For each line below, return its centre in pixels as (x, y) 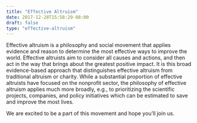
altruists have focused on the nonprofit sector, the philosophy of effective (96, 83)
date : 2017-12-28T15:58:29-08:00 (48, 17)
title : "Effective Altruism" (42, 12)
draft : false (22, 23)
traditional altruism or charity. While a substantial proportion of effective (94, 77)
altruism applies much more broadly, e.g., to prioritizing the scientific (90, 89)
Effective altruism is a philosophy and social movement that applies (88, 45)
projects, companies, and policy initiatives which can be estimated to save (97, 96)
